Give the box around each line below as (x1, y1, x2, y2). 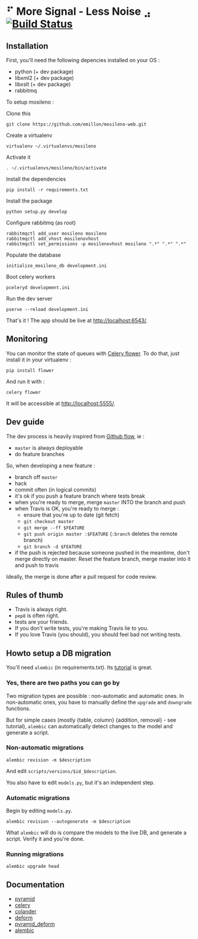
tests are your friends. (14, 618, 69, 626)
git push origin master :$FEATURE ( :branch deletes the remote (23, 530, 178, 537)
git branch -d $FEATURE (23, 544, 83, 550)
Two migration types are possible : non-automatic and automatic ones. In (6, 692, 184, 699)
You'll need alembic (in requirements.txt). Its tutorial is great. (6, 664, 152, 671)
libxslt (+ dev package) (14, 81, 71, 88)
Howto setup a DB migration (6, 648, 111, 658)
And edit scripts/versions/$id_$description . (6, 767, 117, 774)
